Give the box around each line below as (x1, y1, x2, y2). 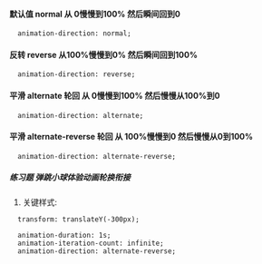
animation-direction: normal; (17, 29, 131, 38)
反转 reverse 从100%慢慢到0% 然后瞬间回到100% (9, 49, 198, 60)
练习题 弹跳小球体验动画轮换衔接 (9, 172, 131, 183)
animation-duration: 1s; (17, 230, 112, 240)
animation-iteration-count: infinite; (17, 239, 165, 248)
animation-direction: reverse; (17, 70, 136, 79)
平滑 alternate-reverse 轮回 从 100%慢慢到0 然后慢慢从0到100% (9, 132, 254, 142)
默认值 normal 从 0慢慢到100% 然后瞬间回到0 (9, 8, 181, 19)
